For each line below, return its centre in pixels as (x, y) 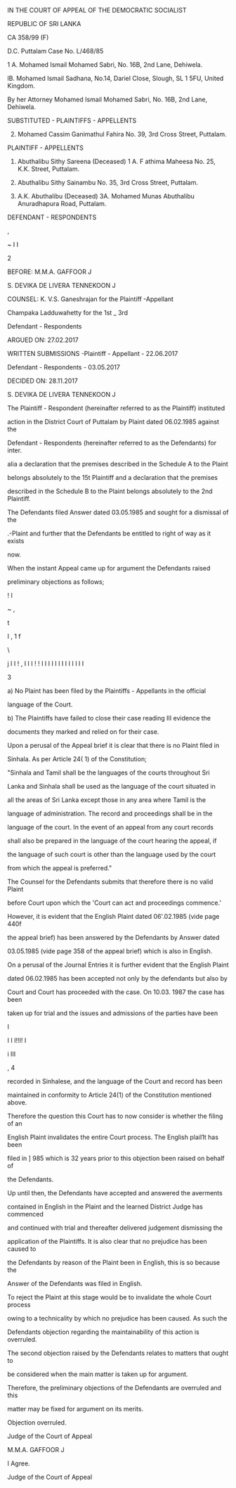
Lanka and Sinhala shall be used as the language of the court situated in (111, 786)
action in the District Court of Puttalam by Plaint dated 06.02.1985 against (113, 422)
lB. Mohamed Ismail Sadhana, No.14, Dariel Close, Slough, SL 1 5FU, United (116, 78)
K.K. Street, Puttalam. (48, 169)
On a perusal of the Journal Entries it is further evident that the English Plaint (118, 965)
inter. (15, 450)
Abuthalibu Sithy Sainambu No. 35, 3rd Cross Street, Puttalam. (108, 183)
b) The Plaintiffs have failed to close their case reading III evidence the (109, 718)
